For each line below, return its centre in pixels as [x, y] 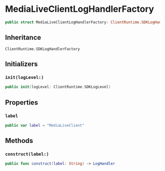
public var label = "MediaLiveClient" [45, 125]
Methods [19, 141]
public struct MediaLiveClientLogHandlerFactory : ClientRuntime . [73, 22]
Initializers [22, 64]
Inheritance [23, 38]
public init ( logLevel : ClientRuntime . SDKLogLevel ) [58, 87]
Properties [22, 102]
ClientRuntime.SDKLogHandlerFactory [42, 49]
